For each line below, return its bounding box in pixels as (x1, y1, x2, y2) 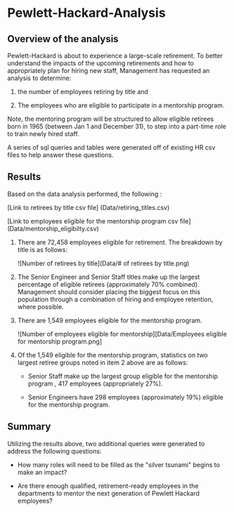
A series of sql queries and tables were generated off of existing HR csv (7, 143, 216, 152)
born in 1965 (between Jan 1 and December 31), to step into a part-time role (7, 122, 226, 131)
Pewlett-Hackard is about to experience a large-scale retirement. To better (7, 51, 223, 60)
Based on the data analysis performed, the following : (7, 190, 162, 198)
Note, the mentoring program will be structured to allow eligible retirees (7, 114, 214, 123)
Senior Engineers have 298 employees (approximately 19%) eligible (27, 393, 223, 401)
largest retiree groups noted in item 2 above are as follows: (17, 358, 188, 367)
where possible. (17, 302, 65, 310)
